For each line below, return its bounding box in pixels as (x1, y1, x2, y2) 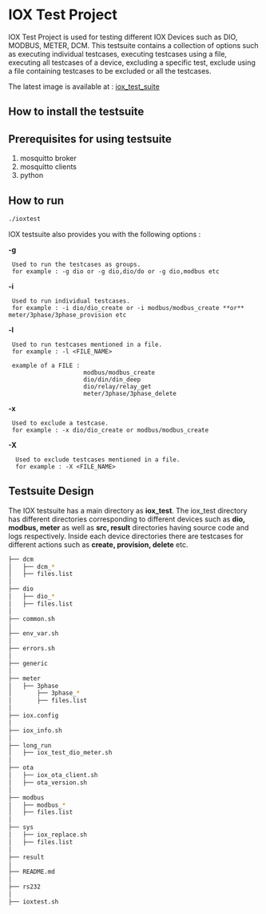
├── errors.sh (8, 645, 56, 653)
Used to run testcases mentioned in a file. (11, 340, 162, 348)
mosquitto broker (19, 154, 77, 163)
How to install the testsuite (8, 105, 145, 119)
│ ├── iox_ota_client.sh (8, 771, 98, 779)
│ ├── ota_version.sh (8, 779, 88, 787)
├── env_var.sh (8, 630, 59, 638)
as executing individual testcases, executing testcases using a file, (8, 49, 228, 58)
